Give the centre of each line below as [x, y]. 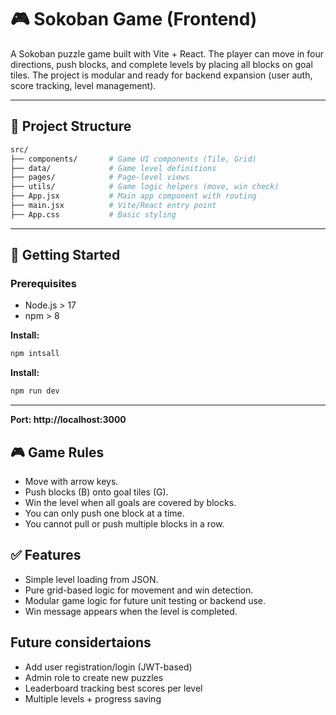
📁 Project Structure [71, 126]
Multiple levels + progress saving [93, 698]
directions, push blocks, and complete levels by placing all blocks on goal [161, 64]
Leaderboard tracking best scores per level [113, 688]
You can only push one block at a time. [104, 513]
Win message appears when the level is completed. [131, 611]
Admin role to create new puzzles [94, 677]
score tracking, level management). [83, 85]
